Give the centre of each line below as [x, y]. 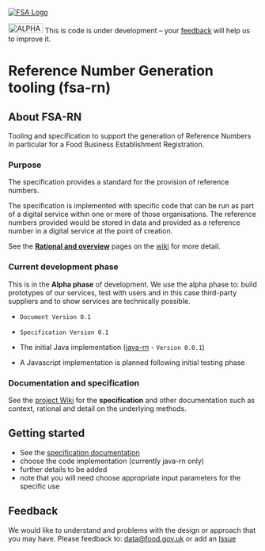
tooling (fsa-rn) [60, 88]
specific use [40, 486]
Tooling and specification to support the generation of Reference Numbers [130, 136]
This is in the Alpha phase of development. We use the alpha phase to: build [132, 284]
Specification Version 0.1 [64, 332]
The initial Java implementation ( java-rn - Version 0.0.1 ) [112, 347]
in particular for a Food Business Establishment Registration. [106, 144]
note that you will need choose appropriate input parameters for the [130, 477]
